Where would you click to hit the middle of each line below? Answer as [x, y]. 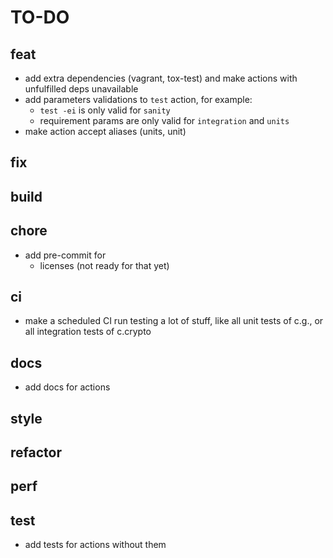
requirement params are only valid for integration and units [164, 120]
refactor [36, 452]
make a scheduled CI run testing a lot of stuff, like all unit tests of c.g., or [174, 321]
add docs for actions [67, 387]
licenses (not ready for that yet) [104, 265]
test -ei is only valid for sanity [105, 110]
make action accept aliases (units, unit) [105, 131]
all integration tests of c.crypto [88, 332]
